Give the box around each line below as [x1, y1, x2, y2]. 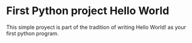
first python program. [6, 29, 59, 37]
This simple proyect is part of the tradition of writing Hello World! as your [6, 24, 186, 31]
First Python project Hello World [6, 4, 170, 18]
